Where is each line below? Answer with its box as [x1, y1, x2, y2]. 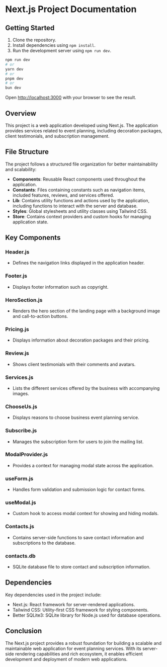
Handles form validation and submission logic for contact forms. [12, 486, 146, 492]
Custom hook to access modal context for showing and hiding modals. [12, 511, 159, 517]
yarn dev [5, 66, 24, 71]
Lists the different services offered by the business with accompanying [12, 385, 160, 391]
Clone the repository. [12, 37, 56, 43]
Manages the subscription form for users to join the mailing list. [12, 439, 144, 445]
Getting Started [5, 24, 55, 32]
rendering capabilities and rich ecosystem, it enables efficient [15, 650, 143, 657]
